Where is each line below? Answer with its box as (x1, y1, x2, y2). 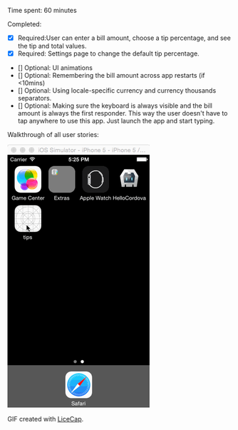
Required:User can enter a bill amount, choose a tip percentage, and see (17, 34, 232, 42)
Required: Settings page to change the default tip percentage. (17, 49, 200, 58)
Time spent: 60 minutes (7, 6, 77, 14)
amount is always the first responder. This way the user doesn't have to (17, 109, 228, 118)
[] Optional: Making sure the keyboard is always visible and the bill (17, 101, 212, 110)
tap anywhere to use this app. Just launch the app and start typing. (17, 117, 215, 126)
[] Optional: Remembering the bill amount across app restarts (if (17, 71, 205, 80)
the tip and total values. (17, 42, 87, 51)
